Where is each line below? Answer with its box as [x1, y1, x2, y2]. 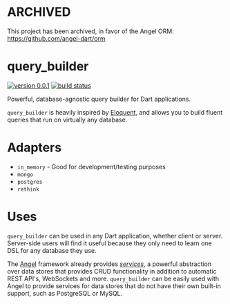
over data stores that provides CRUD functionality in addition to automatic [7, 267, 217, 275]
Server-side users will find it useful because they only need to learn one [7, 239, 212, 247]
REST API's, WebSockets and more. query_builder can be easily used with [7, 274, 220, 283]
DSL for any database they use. [7, 246, 97, 254]
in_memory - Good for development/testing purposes [17, 162, 166, 171]
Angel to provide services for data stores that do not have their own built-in [7, 281, 221, 290]
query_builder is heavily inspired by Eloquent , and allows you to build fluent [7, 108, 223, 116]
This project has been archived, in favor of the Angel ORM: [7, 27, 174, 35]
